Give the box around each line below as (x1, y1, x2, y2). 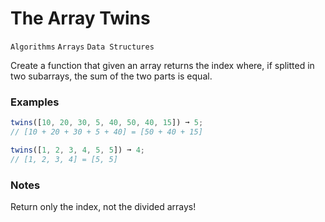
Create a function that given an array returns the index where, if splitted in (10, 59, 315, 71)
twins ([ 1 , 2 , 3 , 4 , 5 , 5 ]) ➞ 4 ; (10, 145, 146, 155)
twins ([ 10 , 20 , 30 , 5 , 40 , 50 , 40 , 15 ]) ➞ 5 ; (10, 118, 204, 128)
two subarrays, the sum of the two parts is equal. (10, 70, 213, 82)
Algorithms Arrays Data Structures (10, 42, 155, 52)
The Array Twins (10, 7, 151, 30)
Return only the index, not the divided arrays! (10, 201, 197, 213)
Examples (10, 95, 60, 109)
